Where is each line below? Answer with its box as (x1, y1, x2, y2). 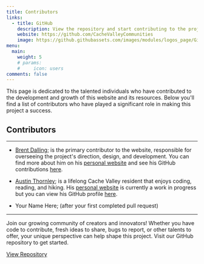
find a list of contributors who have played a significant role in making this (6, 101, 191, 108)
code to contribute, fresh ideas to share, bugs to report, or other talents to (6, 226, 192, 234)
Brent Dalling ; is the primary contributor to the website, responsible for (15, 146, 192, 154)
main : (12, 49, 26, 55)
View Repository (6, 251, 47, 258)
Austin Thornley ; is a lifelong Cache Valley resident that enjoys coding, (15, 177, 192, 185)
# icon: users (17, 65, 64, 72)
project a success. (6, 107, 53, 114)
